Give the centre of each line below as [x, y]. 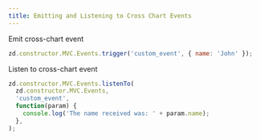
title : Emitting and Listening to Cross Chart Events [100, 16]
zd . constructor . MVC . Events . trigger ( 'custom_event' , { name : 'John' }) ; [130, 53]
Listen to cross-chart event [53, 68]
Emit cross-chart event [46, 39]
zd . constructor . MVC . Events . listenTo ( [71, 84]
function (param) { [47, 106]
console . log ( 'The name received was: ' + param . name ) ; [116, 113]
